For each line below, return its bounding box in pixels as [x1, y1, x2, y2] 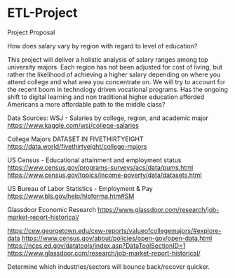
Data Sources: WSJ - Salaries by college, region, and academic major [7, 114, 209, 122]
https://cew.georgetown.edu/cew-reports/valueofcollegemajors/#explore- [7, 226, 222, 234]
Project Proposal [7, 28, 55, 37]
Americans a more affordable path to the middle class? [7, 100, 166, 108]
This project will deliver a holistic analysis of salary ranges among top [7, 55, 208, 64]
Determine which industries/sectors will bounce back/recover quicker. [7, 262, 210, 271]
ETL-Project [7, 5, 78, 21]
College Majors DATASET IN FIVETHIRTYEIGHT [7, 135, 144, 143]
